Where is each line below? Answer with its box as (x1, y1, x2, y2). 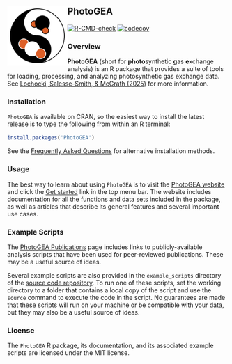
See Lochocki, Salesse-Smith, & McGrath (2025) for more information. (7, 79, 209, 88)
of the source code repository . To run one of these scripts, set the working (7, 278, 222, 287)
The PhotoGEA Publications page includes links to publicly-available (7, 243, 203, 251)
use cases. (7, 209, 38, 218)
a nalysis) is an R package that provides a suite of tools (67, 65, 224, 73)
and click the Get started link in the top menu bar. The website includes (7, 187, 212, 196)
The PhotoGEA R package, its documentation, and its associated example (7, 341, 214, 350)
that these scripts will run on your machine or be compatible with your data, (7, 301, 224, 309)
